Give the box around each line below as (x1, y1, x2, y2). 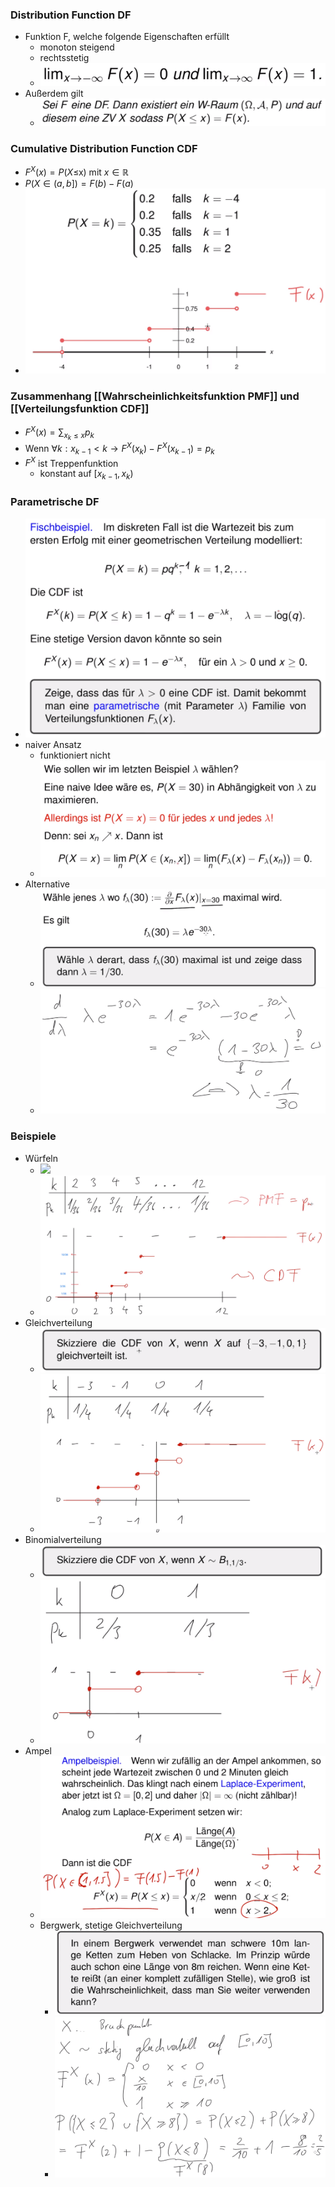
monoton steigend (39, 41, 115, 53)
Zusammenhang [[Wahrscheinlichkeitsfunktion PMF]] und (10, 389, 300, 403)
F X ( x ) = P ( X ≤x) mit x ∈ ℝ (24, 164, 129, 178)
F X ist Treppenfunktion (24, 455, 119, 469)
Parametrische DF (10, 495, 100, 509)
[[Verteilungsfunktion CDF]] (10, 402, 150, 416)
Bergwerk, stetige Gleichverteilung (39, 1919, 183, 1931)
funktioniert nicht (39, 749, 111, 762)
